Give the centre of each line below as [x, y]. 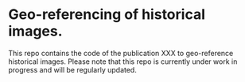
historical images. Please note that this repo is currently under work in [123, 61]
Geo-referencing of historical [107, 15]
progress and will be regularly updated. [72, 69]
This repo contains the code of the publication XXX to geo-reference [121, 53]
